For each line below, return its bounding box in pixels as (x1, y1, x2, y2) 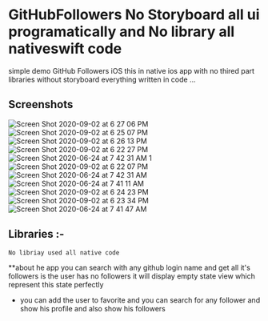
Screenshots (8, 98, 74, 111)
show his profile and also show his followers (19, 303, 166, 313)
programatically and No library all (8, 22, 235, 41)
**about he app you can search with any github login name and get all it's (8, 263, 250, 272)
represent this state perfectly (8, 279, 104, 289)
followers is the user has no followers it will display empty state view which (8, 271, 256, 281)
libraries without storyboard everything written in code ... (8, 74, 196, 84)
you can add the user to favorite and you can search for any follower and (19, 295, 261, 305)
